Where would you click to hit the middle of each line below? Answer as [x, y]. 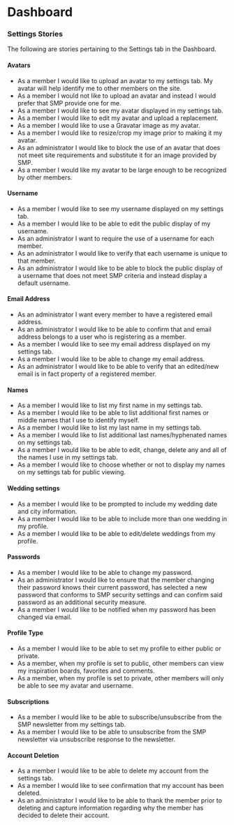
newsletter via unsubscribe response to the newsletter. [96, 739]
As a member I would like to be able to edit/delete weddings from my [116, 533]
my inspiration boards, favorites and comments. [86, 671]
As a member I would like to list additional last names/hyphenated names [122, 435]
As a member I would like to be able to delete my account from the [113, 771]
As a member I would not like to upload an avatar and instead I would [117, 96]
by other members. [45, 177]
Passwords [24, 557]
